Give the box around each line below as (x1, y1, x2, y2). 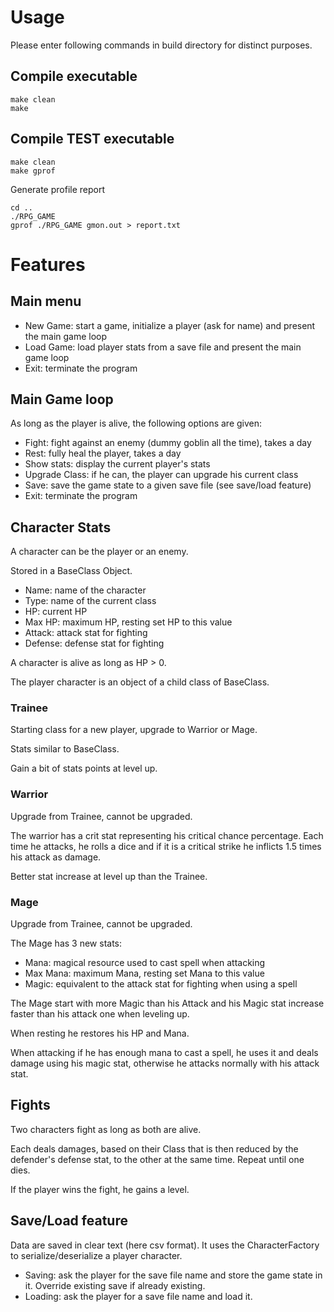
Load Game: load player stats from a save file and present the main (24, 341, 302, 353)
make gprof (10, 166, 56, 176)
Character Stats (10, 519, 112, 536)
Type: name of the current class (24, 595, 157, 607)
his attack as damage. (10, 851, 102, 863)
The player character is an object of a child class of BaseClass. (10, 676, 270, 688)
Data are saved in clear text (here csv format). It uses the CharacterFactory (10, 1239, 320, 1251)
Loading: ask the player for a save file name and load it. (24, 1290, 253, 1302)
